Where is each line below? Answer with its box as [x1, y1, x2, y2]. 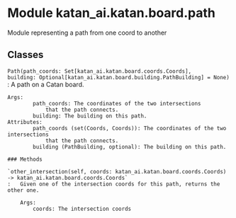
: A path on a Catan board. [7, 80, 84, 88]
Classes [7, 49, 44, 61]
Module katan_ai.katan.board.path [7, 5, 216, 21]
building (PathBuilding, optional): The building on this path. [33, 143, 227, 150]
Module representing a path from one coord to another [7, 28, 167, 37]
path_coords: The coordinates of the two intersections [33, 100, 201, 107]
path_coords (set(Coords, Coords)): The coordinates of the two [33, 125, 227, 132]
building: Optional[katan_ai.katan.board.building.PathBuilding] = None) [7, 74, 230, 81]
